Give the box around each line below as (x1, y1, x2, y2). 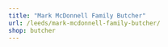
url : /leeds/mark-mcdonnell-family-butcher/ (8, 19, 161, 27)
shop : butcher (8, 26, 57, 34)
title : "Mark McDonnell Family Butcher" (8, 11, 147, 20)
